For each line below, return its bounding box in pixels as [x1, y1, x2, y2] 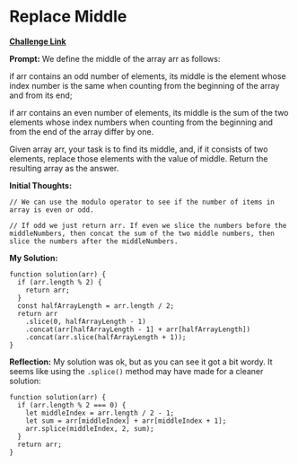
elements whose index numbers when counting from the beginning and [9, 117, 274, 127]
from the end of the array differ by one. [9, 126, 154, 136]
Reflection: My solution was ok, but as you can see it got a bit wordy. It [9, 356, 273, 367]
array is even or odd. [9, 205, 94, 215]
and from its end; [9, 90, 73, 101]
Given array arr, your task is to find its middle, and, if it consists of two [9, 144, 268, 154]
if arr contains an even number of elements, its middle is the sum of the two [9, 107, 289, 118]
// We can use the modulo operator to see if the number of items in [9, 197, 276, 206]
